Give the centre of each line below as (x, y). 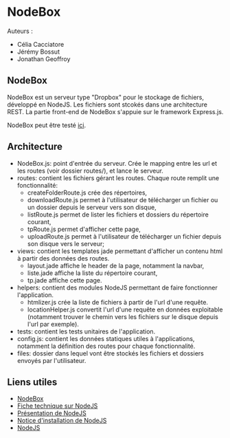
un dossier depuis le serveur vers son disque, (92, 207)
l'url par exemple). (53, 324)
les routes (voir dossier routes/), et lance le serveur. (90, 171)
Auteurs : (20, 31)
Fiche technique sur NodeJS (57, 406)
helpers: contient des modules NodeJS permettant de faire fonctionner (117, 287)
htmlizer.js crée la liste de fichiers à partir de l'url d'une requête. (117, 302)
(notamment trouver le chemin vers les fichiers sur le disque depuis (123, 316)
